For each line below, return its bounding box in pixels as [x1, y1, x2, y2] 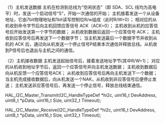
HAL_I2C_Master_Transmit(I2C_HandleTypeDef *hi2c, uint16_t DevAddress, [5, 92, 157, 98]
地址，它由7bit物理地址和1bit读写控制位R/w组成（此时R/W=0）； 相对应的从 [5, 17, 157, 22]
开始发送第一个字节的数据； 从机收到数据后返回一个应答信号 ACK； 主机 [13, 29, 160, 34]
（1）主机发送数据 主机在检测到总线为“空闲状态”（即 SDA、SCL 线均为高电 [5, 4, 157, 10]
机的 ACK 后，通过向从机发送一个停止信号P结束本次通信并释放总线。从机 [5, 41, 153, 47]
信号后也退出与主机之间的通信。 [12, 47, 77, 53]
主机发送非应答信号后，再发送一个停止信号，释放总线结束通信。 [14, 83, 144, 88]
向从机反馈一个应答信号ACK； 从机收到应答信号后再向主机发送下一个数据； [5, 70, 158, 76]
